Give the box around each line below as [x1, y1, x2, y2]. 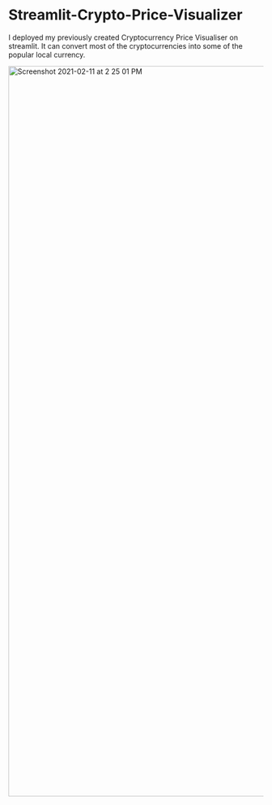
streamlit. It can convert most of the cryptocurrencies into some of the [8, 41, 243, 50]
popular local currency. [8, 50, 86, 59]
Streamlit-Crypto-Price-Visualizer [8, 6, 243, 24]
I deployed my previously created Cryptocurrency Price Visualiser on [8, 32, 239, 42]
